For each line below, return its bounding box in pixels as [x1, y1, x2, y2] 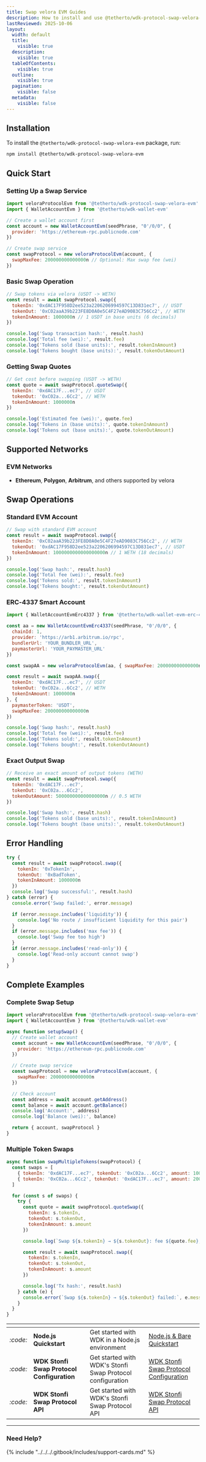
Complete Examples [6, 980, 85, 990]
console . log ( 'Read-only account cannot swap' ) [17, 951, 139, 957]
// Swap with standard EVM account [6, 527, 97, 533]
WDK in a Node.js [90, 1336, 140, 1344]
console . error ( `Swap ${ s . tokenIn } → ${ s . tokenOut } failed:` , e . [22, 1294, 191, 1301]
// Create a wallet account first [6, 217, 95, 223]
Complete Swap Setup [6, 998, 75, 1007]
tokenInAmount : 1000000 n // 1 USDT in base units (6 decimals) [12, 314, 177, 320]
